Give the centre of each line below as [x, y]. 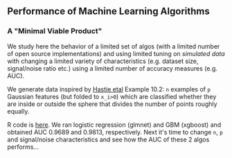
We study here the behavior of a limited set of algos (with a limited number [114, 46]
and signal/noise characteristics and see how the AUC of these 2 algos [108, 139]
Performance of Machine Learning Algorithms [108, 11]
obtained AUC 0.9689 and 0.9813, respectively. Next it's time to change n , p [115, 132]
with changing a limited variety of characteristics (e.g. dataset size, [103, 61]
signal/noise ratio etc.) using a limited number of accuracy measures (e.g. [113, 68]
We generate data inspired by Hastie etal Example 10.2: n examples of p [109, 89]
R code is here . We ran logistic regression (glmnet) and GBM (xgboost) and [114, 125]
